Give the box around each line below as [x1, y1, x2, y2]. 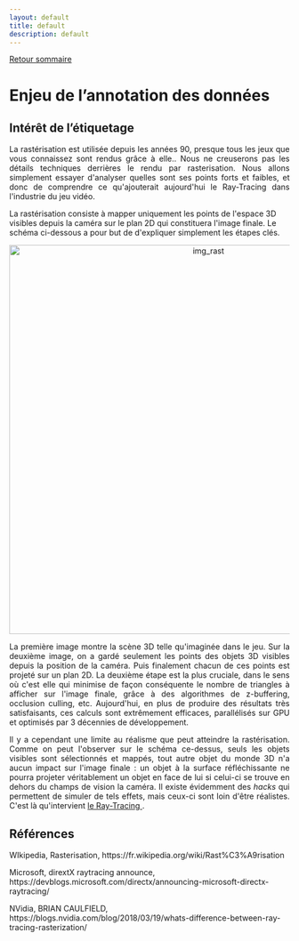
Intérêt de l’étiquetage [9, 120, 135, 135]
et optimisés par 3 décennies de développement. [9, 717, 190, 728]
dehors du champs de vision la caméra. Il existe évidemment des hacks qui [9, 782, 290, 792]
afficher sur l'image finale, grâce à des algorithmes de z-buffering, [9, 688, 290, 699]
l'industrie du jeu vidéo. [9, 191, 95, 202]
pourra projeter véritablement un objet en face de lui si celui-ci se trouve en [9, 772, 290, 783]
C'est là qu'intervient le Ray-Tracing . [9, 800, 145, 811]
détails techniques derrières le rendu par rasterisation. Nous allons [9, 163, 290, 173]
